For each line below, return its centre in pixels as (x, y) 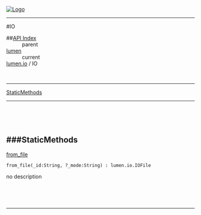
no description (24, 176)
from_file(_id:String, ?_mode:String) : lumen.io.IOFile (79, 165)
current (31, 57)
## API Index (22, 38)
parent (30, 44)
